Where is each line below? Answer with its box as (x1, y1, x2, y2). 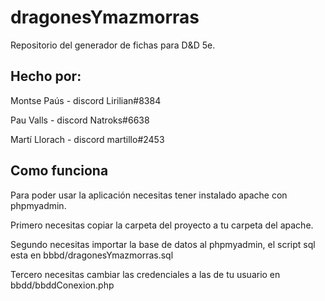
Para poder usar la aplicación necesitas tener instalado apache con (10, 189, 288, 201)
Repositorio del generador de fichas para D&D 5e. (10, 39, 216, 51)
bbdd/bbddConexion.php (10, 279, 115, 291)
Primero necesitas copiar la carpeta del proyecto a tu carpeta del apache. (10, 219, 314, 231)
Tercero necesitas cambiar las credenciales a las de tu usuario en (10, 268, 281, 280)
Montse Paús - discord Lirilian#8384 (10, 94, 162, 106)
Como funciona (10, 162, 109, 180)
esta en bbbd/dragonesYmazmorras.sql (10, 249, 174, 261)
